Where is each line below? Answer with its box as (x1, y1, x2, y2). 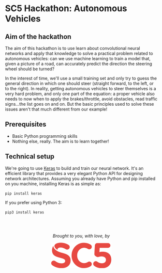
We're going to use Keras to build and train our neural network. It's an (5, 165, 144, 171)
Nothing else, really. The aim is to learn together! (12, 138, 109, 144)
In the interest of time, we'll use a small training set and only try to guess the (5, 76, 157, 81)
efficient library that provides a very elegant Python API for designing (5, 170, 143, 176)
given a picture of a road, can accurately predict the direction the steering (5, 61, 152, 66)
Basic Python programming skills (12, 133, 78, 139)
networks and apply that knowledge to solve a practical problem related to (5, 50, 153, 56)
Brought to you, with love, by (52, 233, 110, 239)
